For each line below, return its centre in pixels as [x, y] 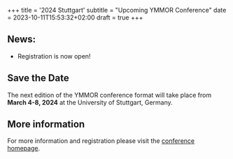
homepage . [24, 149]
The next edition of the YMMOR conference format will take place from [110, 95]
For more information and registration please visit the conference [101, 141]
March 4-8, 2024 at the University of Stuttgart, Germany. [90, 102]
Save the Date [38, 78]
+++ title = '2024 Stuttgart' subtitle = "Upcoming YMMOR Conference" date [117, 10]
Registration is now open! [54, 56]
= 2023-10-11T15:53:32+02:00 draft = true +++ [75, 17]
